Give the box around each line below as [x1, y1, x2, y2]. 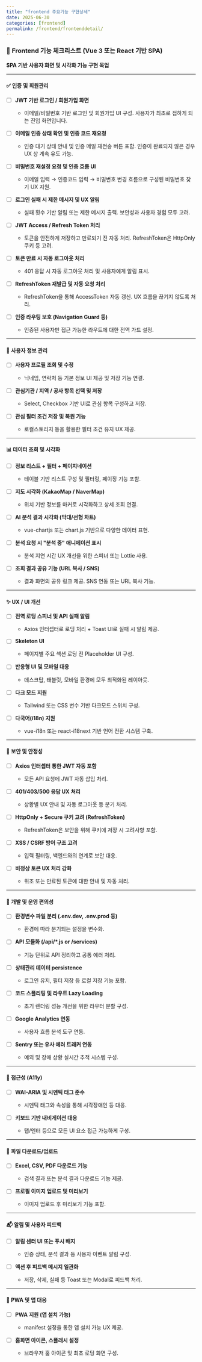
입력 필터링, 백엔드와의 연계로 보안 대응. [23, 852, 117, 859]
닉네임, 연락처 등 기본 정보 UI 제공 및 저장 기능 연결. [23, 374, 144, 381]
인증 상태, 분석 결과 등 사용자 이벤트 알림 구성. [23, 1250, 131, 1257]
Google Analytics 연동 [14, 1015, 70, 1022]
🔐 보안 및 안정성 [6, 748, 43, 755]
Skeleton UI [14, 638, 45, 645]
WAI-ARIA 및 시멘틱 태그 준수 [14, 1088, 85, 1096]
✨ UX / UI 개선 [6, 598, 41, 605]
